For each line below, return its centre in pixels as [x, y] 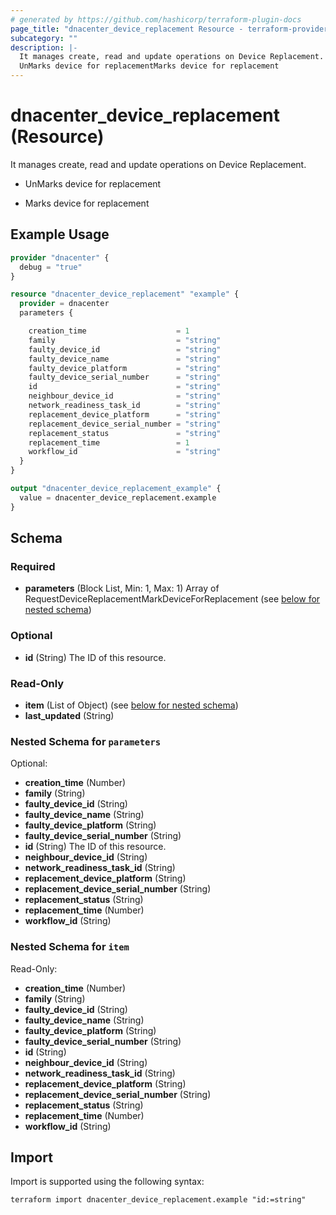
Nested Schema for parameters [86, 741]
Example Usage [60, 234]
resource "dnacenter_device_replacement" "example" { [125, 294]
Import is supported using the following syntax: [107, 1182]
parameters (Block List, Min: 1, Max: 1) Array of [122, 588]
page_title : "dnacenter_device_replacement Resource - [127, 29]
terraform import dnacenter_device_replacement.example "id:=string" [158, 1200]
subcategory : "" [44, 38]
